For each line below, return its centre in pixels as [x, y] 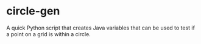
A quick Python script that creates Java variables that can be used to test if [100, 28]
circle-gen [33, 11]
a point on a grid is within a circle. [49, 34]
